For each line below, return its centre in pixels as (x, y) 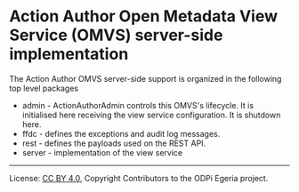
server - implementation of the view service (102, 152)
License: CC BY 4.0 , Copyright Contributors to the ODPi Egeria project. (139, 178)
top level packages (44, 88)
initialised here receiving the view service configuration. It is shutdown (151, 115)
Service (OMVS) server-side (116, 35)
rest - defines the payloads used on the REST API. (114, 143)
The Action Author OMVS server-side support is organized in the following (145, 78)
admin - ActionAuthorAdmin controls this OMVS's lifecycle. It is (138, 105)
